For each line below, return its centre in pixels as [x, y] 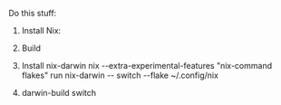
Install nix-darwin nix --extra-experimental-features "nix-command [147, 66]
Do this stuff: [33, 13]
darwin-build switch [59, 93]
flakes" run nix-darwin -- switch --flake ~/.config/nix [120, 75]
